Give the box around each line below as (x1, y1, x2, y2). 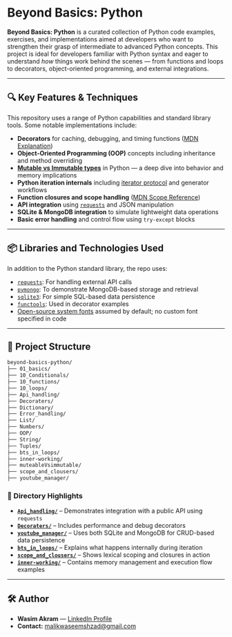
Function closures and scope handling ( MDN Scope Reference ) (17, 193, 201, 201)
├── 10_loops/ (7, 385, 48, 392)
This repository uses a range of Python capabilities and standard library (7, 113, 211, 122)
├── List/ (7, 417, 36, 424)
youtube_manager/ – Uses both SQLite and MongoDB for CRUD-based (17, 529, 215, 537)
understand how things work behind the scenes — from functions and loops (7, 57, 224, 65)
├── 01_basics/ (7, 365, 51, 372)
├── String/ (7, 436, 41, 443)
